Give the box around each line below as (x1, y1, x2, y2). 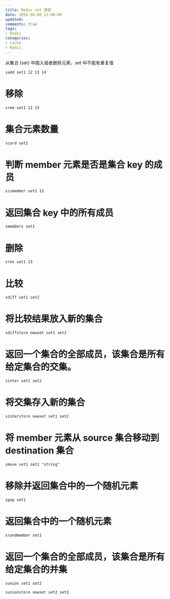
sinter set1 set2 (5, 378, 42, 384)
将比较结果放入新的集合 (5, 313, 103, 325)
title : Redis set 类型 (5, 7, 52, 13)
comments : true (5, 21, 37, 27)
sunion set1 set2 (5, 581, 42, 586)
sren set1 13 (5, 259, 33, 265)
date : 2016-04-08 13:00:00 (5, 12, 62, 17)
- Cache (5, 41, 22, 46)
